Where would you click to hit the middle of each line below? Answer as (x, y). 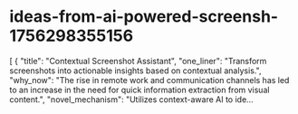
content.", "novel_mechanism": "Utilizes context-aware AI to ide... (131, 99)
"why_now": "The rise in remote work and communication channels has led (149, 80)
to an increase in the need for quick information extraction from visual (139, 90)
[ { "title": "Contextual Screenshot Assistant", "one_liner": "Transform (138, 61)
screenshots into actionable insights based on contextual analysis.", (135, 71)
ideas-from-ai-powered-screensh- (144, 17)
